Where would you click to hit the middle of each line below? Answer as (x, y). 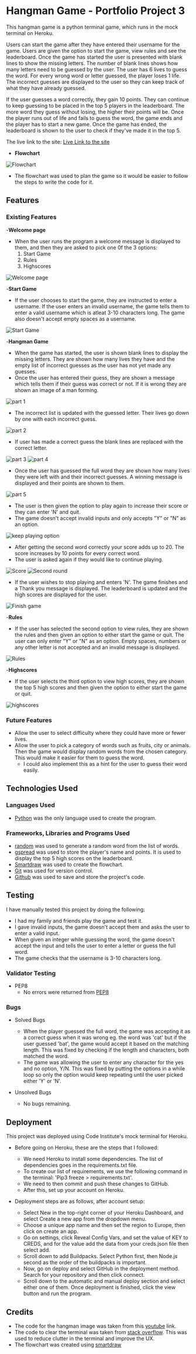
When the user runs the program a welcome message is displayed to (97, 241)
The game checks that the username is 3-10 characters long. (88, 958)
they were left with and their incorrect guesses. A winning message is (98, 477)
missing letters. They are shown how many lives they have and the (94, 359)
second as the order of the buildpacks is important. (85, 1263)
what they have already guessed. (46, 88)
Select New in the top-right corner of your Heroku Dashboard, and (103, 1213)
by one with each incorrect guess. (56, 419)
